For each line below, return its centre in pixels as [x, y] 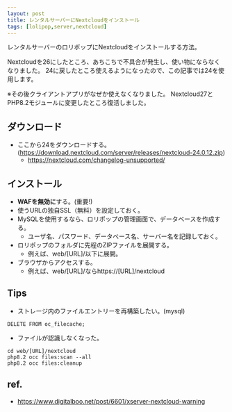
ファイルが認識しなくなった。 [60, 338]
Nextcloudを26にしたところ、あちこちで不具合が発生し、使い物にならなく [114, 62]
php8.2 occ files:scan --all [49, 357]
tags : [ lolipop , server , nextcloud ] [57, 26]
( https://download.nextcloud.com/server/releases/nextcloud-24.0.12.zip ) [121, 153]
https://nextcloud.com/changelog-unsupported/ [96, 160]
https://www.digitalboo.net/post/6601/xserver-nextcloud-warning [111, 401]
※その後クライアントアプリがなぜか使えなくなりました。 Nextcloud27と [110, 94]
